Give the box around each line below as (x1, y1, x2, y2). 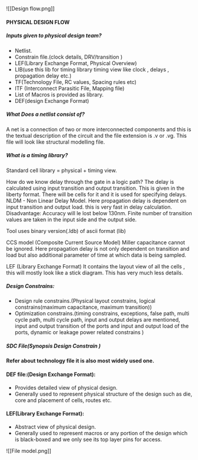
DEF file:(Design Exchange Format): (6, 371, 96, 378)
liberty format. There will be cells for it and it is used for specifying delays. (6, 190, 187, 197)
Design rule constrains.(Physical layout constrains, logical (14, 297, 155, 304)
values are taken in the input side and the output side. (6, 216, 137, 223)
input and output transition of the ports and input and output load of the (14, 322, 189, 330)
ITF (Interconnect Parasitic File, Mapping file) (14, 85, 125, 92)
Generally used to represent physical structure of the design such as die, (14, 390, 193, 397)
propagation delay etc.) (14, 72, 72, 79)
